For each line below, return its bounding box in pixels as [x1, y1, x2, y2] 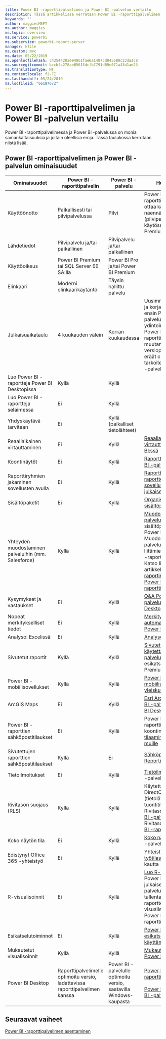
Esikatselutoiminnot [7, 933, 53, 939]
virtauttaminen [7, 444, 41, 451]
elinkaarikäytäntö [57, 286, 98, 293]
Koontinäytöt [7, 459, 38, 466]
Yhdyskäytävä [7, 417, 41, 424]
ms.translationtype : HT [5, 67, 54, 72]
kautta [144, 861, 159, 868]
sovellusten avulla [7, 485, 49, 492]
